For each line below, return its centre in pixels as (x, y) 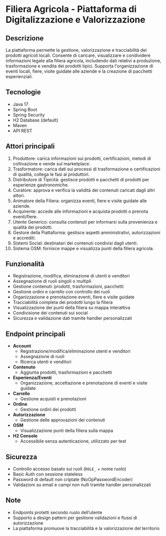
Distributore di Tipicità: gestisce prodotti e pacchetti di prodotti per (81, 179)
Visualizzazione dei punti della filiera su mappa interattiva (71, 308)
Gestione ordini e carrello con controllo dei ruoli (61, 292)
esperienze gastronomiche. (41, 185)
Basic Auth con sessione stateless (48, 474)
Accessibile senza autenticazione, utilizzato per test (73, 441)
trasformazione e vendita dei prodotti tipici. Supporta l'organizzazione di (79, 66)
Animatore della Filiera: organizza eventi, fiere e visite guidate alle (80, 201)
